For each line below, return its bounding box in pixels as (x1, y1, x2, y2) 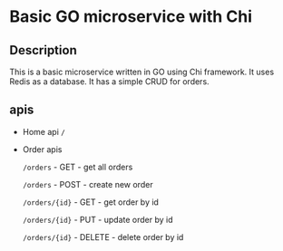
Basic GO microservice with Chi (9, 6, 252, 27)
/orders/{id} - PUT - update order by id (22, 214, 173, 225)
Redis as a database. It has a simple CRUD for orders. (9, 76, 210, 87)
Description (9, 43, 77, 58)
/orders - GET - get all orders (22, 161, 133, 172)
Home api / (22, 126, 65, 137)
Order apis (22, 143, 63, 155)
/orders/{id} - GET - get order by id (22, 197, 159, 208)
